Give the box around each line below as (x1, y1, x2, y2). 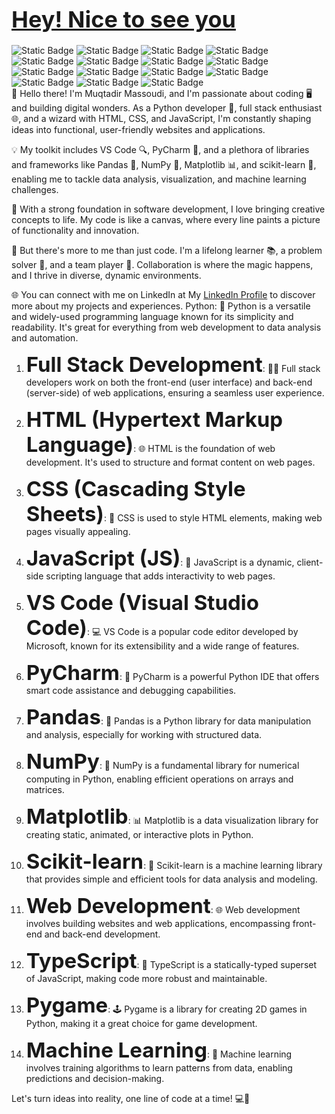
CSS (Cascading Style (25, 475, 246, 502)
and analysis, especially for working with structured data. (25, 728, 263, 740)
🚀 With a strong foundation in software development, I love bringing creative (11, 203, 326, 215)
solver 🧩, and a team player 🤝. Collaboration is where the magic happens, (11, 258, 314, 270)
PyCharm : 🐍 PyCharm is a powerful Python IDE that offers (25, 659, 320, 685)
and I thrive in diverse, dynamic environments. (11, 269, 202, 281)
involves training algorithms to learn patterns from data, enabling (25, 1061, 293, 1074)
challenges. (11, 183, 59, 195)
